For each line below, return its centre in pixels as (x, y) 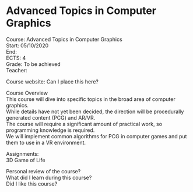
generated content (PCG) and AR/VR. (51, 117)
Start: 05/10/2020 (27, 46)
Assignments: (22, 153)
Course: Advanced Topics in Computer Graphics (64, 39)
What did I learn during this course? (49, 177)
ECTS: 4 (16, 58)
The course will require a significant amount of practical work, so (84, 124)
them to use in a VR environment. (46, 142)
